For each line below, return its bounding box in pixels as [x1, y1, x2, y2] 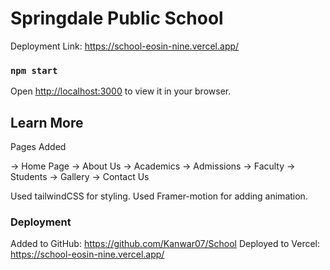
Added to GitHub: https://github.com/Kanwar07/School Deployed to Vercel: [10, 238, 321, 250]
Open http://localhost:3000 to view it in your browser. [10, 85, 232, 97]
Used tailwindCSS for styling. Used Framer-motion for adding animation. [10, 190, 308, 202]
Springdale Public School [10, 7, 224, 30]
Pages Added [10, 141, 67, 153]
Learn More [10, 114, 84, 131]
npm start [10, 65, 58, 76]
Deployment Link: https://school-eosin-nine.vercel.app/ [10, 40, 240, 52]
